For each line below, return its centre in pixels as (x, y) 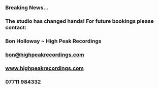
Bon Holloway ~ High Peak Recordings (53, 41)
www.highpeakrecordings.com (44, 68)
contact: (16, 27)
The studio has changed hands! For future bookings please (80, 21)
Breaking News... (27, 8)
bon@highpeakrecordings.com (45, 55)
